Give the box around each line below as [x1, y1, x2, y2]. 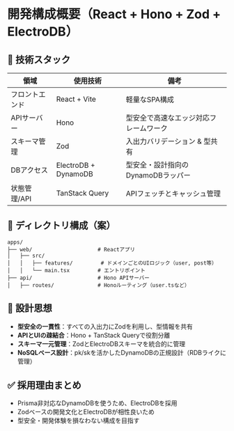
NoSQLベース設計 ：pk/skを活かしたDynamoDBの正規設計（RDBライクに [17, 348, 226, 356]
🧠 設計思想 [7, 302, 52, 314]
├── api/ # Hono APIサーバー [7, 274, 150, 281]
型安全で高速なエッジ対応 [125, 113, 210, 123]
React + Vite [56, 95, 96, 104]
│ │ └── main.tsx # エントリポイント [7, 267, 146, 274]
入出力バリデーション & [125, 136, 202, 146]
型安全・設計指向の [125, 160, 189, 169]
